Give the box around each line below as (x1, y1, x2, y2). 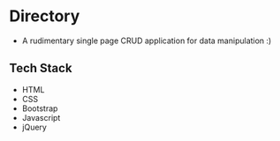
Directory (9, 6, 80, 26)
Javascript (21, 112, 61, 122)
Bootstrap (21, 103, 58, 114)
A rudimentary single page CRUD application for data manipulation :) (21, 35, 272, 46)
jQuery (21, 122, 47, 132)
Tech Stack (9, 61, 72, 76)
